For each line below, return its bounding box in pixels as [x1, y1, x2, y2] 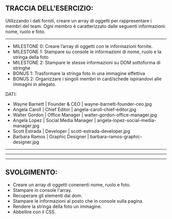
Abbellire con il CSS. [12, 209, 56, 215]
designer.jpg [12, 139, 39, 145]
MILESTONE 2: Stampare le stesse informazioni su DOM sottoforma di [12, 59, 161, 65]
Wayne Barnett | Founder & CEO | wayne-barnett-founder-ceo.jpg [12, 101, 152, 107]
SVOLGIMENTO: [5, 168, 58, 177]
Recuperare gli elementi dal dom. [12, 192, 83, 199]
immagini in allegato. [12, 81, 56, 87]
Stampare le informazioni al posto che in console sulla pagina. [12, 198, 144, 204]
